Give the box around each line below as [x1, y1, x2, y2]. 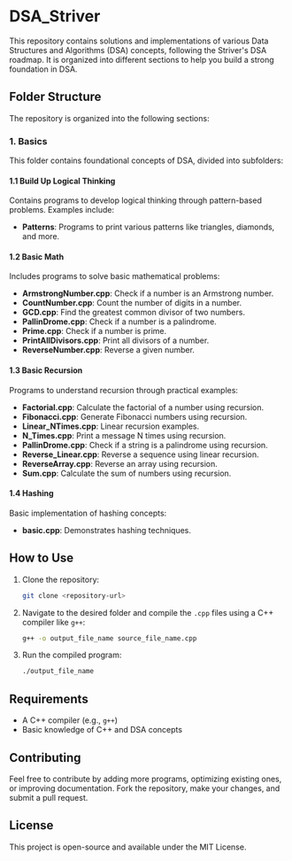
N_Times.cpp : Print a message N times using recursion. [21, 430, 227, 440]
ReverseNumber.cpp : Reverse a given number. [21, 345, 195, 355]
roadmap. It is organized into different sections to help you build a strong [9, 54, 274, 65]
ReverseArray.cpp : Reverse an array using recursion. [21, 458, 219, 469]
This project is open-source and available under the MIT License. [9, 842, 247, 852]
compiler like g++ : [21, 617, 86, 627]
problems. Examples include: [9, 205, 115, 215]
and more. [21, 231, 60, 242]
